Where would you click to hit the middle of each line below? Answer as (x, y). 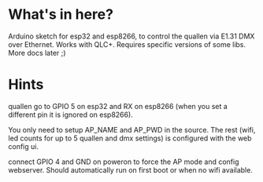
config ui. (24, 146)
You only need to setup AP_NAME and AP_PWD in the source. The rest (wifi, (132, 129)
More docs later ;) (37, 53)
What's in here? (61, 15)
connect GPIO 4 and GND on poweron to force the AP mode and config (124, 162)
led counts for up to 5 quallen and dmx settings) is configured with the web (130, 138)
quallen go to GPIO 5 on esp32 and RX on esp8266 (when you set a (118, 106)
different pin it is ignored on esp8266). (71, 115)
